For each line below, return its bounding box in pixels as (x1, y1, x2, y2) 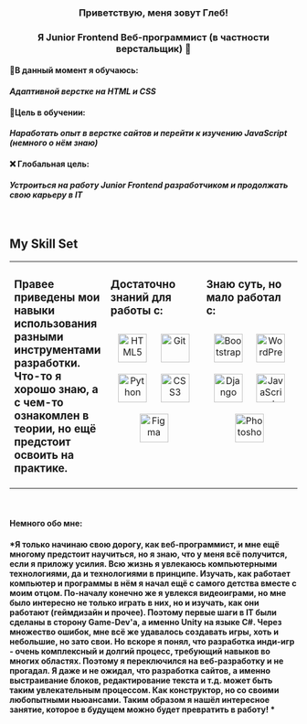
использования (14, 317, 98, 331)
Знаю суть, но (206, 277, 282, 292)
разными (14, 330, 64, 345)
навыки (14, 303, 55, 318)
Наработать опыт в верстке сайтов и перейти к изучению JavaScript (9, 128, 288, 139)
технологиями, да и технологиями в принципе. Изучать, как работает (9, 568, 291, 579)
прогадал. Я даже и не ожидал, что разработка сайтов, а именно (9, 665, 271, 676)
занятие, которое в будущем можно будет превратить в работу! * (9, 704, 276, 715)
